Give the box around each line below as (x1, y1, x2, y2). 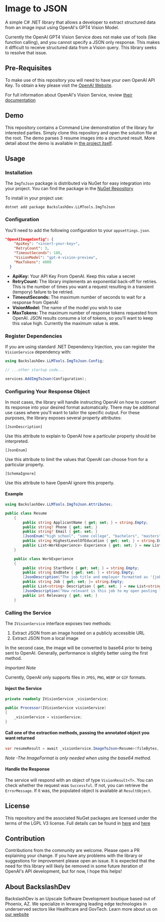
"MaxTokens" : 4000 (14, 260, 52, 264)
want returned (5, 735, 35, 741)
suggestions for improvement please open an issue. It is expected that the (5, 858, 155, 864)
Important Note (5, 664, 36, 670)
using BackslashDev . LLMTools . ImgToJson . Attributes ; (5, 502, 113, 507)
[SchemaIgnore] (5, 471, 36, 476)
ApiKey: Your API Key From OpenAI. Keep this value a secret (12, 273, 136, 279)
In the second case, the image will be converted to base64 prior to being (5, 645, 152, 651)
